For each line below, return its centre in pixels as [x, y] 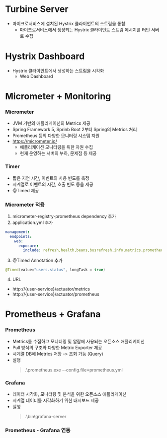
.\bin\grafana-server [45, 416]
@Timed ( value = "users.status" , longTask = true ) [55, 270]
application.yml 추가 [33, 222]
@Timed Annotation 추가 [38, 260]
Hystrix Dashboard [45, 56]
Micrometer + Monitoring [58, 97]
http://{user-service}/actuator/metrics [51, 289]
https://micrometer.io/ [35, 141]
